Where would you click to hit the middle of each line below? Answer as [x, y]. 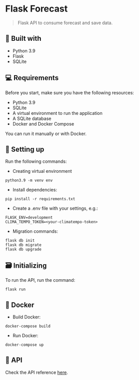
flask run [16, 290]
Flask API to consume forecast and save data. [65, 23]
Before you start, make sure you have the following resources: [70, 92]
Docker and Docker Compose [43, 123]
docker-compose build [28, 326]
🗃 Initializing [26, 265]
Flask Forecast [37, 9]
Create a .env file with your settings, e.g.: [55, 208]
